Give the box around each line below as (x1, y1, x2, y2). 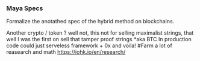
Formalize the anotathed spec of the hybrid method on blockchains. (6, 18, 175, 25)
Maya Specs (6, 4, 43, 13)
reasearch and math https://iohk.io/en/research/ (6, 48, 126, 56)
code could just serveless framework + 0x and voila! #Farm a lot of (6, 42, 173, 49)
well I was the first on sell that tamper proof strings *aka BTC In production (6, 36, 192, 43)
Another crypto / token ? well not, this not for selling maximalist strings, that (6, 29, 194, 36)
